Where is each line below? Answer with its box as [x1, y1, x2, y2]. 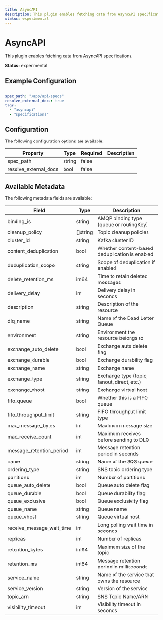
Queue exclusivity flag [98, 498, 148, 505]
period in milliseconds [98, 564, 148, 570]
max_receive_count [7, 433, 52, 440]
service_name [7, 574, 40, 581]
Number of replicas [98, 535, 142, 542]
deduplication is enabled [98, 251, 154, 258]
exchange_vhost [7, 387, 45, 393]
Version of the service [98, 585, 148, 592]
